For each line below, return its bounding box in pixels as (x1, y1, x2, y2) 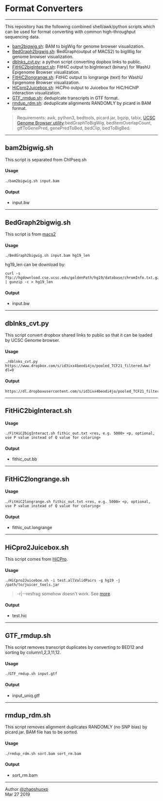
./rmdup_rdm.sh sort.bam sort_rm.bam (5, 751, 81, 756)
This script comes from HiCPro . (5, 556, 68, 562)
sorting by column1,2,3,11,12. (5, 650, 61, 656)
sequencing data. (5, 34, 40, 39)
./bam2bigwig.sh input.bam (5, 178, 60, 183)
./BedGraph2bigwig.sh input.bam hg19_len (5, 253, 90, 258)
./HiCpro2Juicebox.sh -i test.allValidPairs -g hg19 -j (5, 578, 120, 583)
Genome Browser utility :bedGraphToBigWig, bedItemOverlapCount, (16, 120, 152, 125)
